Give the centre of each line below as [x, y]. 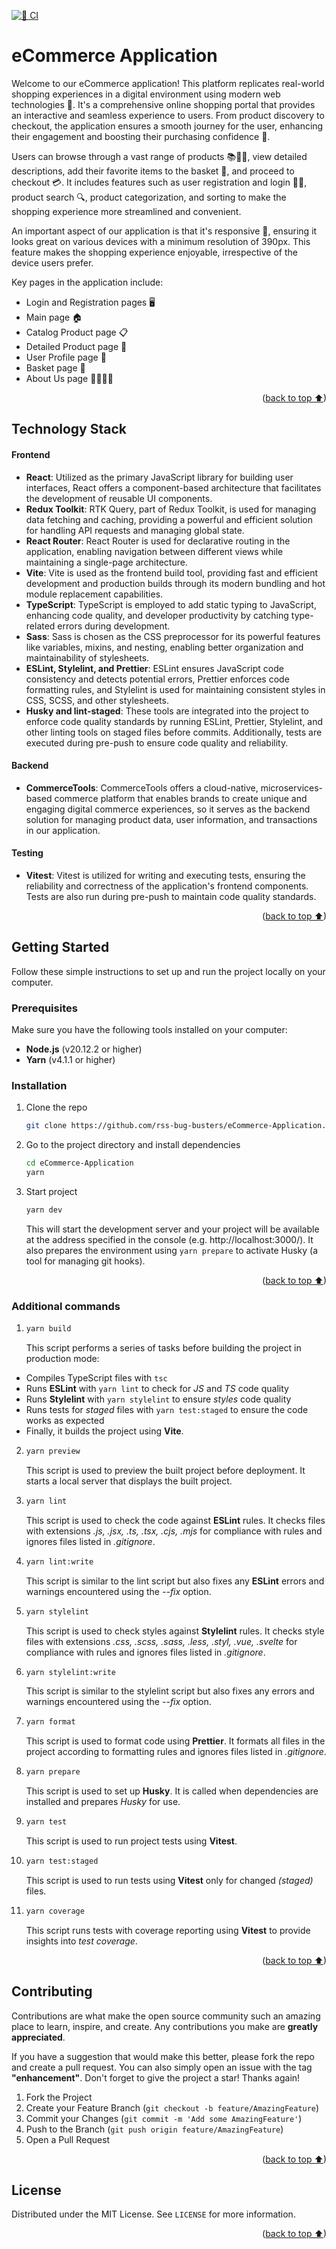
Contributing [52, 1991]
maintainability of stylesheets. [87, 657]
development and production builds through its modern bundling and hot [175, 583]
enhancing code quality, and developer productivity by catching [157, 615]
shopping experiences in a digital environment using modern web [146, 94]
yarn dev [44, 1210]
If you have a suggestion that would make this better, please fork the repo [163, 2056]
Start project [51, 1191]
